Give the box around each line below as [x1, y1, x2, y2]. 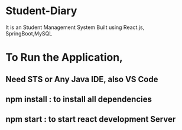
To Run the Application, [5, 51, 123, 64]
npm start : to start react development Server [5, 114, 176, 125]
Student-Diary [5, 4, 77, 18]
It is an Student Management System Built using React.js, [5, 24, 145, 31]
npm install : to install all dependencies [5, 94, 152, 104]
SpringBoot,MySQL [5, 30, 53, 37]
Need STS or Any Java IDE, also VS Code [5, 74, 158, 84]
